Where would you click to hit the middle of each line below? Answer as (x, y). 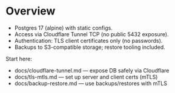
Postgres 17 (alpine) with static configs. (63, 28)
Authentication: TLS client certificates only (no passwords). (88, 40)
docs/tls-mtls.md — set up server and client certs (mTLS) (86, 77)
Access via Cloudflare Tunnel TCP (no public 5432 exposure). (91, 34)
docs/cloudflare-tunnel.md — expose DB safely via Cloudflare (92, 70)
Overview (31, 11)
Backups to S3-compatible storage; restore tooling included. (90, 47)
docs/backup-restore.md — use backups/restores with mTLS (91, 83)
